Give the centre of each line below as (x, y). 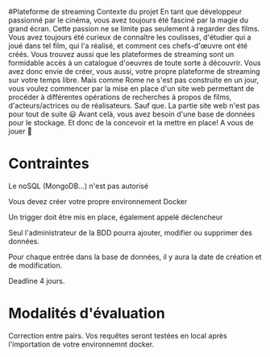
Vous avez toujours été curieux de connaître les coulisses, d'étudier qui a (130, 37)
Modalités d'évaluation (87, 314)
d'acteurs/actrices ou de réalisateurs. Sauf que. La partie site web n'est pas (134, 105)
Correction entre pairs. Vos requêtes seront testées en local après (118, 335)
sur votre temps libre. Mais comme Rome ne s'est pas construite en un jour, (134, 80)
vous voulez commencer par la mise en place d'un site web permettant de (131, 88)
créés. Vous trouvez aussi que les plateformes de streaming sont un (121, 54)
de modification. (35, 265)
